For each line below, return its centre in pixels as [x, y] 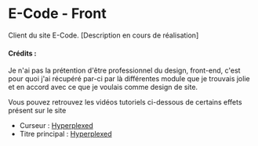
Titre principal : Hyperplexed [65, 134]
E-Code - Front [58, 14]
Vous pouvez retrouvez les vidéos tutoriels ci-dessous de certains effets [125, 102]
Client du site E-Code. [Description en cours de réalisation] [104, 35]
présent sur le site [37, 111]
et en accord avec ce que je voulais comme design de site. [103, 87]
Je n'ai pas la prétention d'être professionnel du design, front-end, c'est [124, 70]
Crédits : [22, 53]
